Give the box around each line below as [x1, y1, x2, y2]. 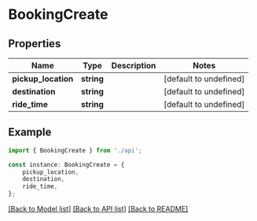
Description [111, 61, 156, 71]
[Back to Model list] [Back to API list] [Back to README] [8, 204, 189, 214]
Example [8, 126, 52, 139]
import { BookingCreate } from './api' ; [8, 146, 143, 154]
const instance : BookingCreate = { [8, 160, 125, 168]
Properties [8, 37, 61, 50]
